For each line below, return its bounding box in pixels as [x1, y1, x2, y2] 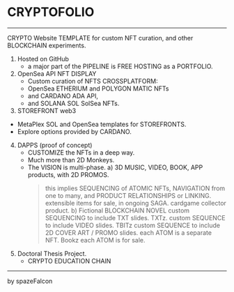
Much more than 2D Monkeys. [27, 155, 115, 164]
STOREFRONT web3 [17, 106, 77, 115]
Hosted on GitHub [17, 54, 70, 63]
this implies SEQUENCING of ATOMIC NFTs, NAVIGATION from [45, 184, 226, 192]
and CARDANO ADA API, [27, 91, 99, 100]
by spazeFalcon [7, 277, 53, 285]
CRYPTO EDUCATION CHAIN [27, 256, 111, 265]
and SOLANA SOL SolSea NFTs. [27, 99, 120, 107]
